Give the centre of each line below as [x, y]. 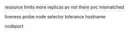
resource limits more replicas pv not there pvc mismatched [64, 7]
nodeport [14, 26]
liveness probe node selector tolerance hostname [55, 17]
